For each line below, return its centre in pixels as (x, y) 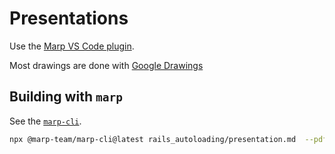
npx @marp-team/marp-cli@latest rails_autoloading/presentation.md (153, 139)
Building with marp (66, 97)
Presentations (69, 18)
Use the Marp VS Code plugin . (72, 46)
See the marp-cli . (45, 121)
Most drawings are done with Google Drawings (106, 65)
